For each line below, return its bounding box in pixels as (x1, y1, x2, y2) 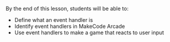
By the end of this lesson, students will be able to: (5, 5, 129, 12)
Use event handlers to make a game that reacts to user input (14, 29, 165, 36)
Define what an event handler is (14, 17, 94, 23)
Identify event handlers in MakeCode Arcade (14, 23, 126, 30)
